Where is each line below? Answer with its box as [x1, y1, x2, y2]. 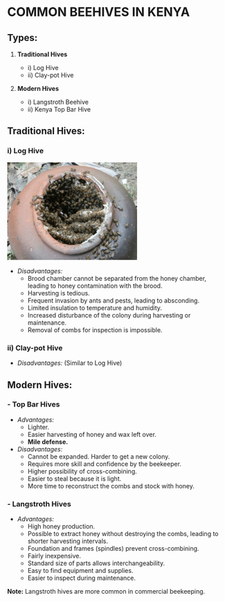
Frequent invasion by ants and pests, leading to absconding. [27, 296, 199, 304]
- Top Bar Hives [7, 399, 60, 409]
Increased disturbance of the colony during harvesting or [27, 311, 191, 319]
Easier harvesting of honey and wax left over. [27, 430, 157, 438]
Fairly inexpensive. [27, 552, 82, 560]
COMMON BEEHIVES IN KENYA [7, 4, 190, 20]
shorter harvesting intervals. [27, 537, 109, 545]
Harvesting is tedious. [27, 289, 90, 297]
